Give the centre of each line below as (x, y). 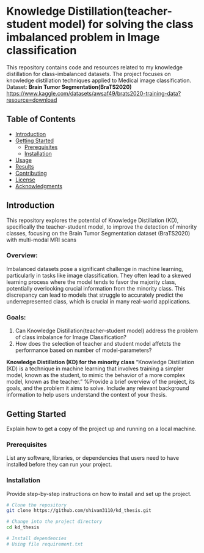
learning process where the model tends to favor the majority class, (91, 282)
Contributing (31, 173)
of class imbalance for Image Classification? (71, 337)
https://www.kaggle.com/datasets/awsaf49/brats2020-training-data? (94, 93)
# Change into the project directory (54, 522)
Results (24, 166)
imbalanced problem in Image (83, 37)
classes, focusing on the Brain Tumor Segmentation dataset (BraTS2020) (98, 233)
